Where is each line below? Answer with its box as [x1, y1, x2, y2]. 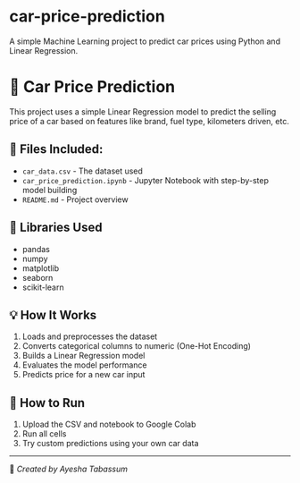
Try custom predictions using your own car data [21, 438, 199, 449]
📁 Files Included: [9, 141, 104, 157]
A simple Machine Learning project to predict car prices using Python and [9, 36, 281, 47]
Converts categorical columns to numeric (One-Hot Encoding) [21, 341, 252, 352]
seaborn [21, 272, 54, 283]
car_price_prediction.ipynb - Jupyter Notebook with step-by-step [21, 174, 270, 185]
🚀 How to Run [9, 395, 86, 411]
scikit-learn [21, 282, 64, 292]
